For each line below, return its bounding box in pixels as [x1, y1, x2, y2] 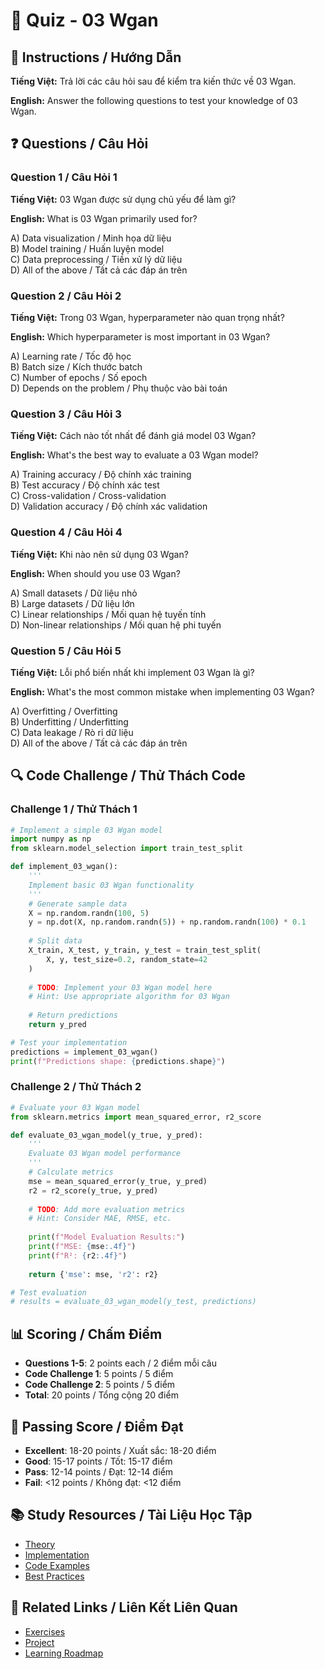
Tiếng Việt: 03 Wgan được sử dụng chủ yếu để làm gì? [10, 193, 237, 205]
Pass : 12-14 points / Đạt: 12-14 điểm [24, 1465, 174, 1478]
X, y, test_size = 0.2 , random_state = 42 [46, 954, 208, 964]
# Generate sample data [28, 899, 128, 909]
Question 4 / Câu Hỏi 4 [10, 525, 123, 539]
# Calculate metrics [28, 1167, 114, 1178]
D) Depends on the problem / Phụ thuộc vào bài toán [10, 382, 228, 394]
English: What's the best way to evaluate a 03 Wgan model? [10, 449, 259, 461]
